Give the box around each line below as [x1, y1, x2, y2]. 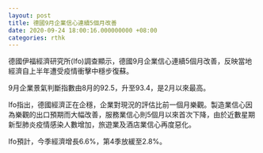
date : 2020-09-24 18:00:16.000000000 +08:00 [8, 26, 158, 34]
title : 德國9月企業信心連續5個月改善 [8, 19, 117, 27]
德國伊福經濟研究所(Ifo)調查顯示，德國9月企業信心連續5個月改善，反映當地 [8, 56, 253, 66]
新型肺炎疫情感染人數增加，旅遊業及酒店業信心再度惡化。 [8, 120, 196, 129]
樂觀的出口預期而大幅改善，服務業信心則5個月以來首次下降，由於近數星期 [14, 110, 256, 120]
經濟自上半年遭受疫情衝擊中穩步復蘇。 [8, 67, 133, 76]
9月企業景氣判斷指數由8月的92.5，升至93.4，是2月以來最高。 [8, 83, 211, 93]
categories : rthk [8, 33, 66, 42]
